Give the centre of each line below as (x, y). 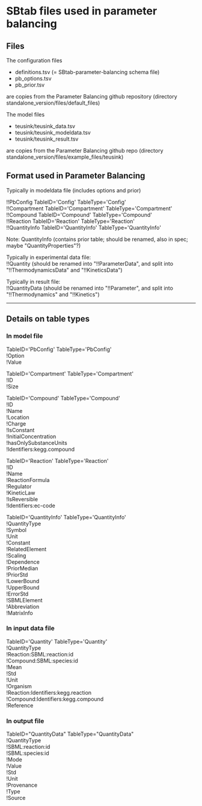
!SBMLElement (24, 600)
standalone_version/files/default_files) (53, 103)
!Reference (20, 705)
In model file (25, 336)
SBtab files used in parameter (82, 11)
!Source (16, 798)
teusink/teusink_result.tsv (47, 139)
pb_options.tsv (33, 78)
